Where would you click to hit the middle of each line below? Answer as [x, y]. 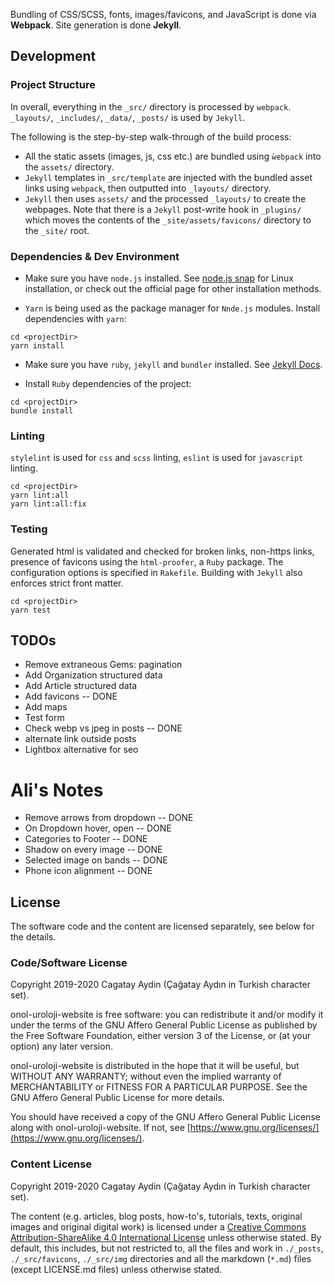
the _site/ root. [57, 230]
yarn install [37, 345]
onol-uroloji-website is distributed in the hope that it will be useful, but [155, 1066]
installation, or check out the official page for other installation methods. [173, 288]
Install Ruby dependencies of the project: [108, 383]
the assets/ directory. [69, 166]
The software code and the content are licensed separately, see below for [162, 926]
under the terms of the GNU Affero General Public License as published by [164, 1025]
